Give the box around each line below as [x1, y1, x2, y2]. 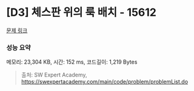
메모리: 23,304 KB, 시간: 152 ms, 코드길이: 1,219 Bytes [6, 58, 138, 66]
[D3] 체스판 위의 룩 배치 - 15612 [6, 5, 156, 19]
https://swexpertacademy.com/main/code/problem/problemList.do [21, 78, 189, 86]
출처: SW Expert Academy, [21, 71, 87, 79]
